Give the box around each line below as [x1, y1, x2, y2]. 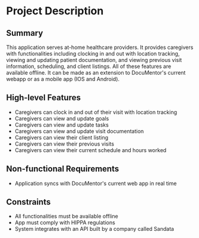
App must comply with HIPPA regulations [14, 219, 116, 226]
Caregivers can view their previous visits [14, 140, 115, 147]
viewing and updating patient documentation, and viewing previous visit [6, 57, 182, 63]
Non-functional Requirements [6, 164, 119, 174]
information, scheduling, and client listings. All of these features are [6, 63, 171, 70]
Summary [6, 28, 43, 38]
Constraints [6, 197, 51, 207]
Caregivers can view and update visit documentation [14, 127, 144, 135]
